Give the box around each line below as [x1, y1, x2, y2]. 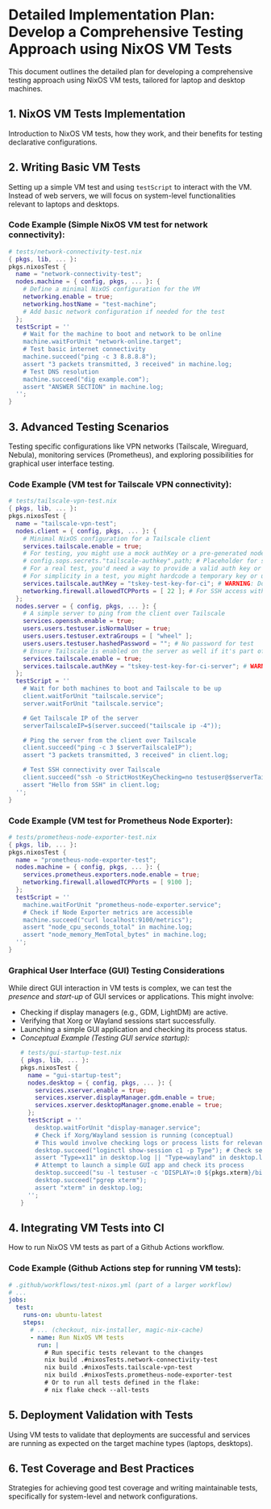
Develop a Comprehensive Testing [8, 23, 244, 41]
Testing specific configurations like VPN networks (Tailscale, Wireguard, [8, 441, 248, 451]
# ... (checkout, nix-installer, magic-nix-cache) [29, 1326, 204, 1334]
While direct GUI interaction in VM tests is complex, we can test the [8, 983, 232, 993]
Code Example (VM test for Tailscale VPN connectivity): [8, 479, 232, 490]
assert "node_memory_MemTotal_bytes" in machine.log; [23, 930, 207, 939]
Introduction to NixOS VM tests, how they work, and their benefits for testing [8, 128, 263, 138]
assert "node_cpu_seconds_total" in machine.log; [23, 923, 194, 931]
